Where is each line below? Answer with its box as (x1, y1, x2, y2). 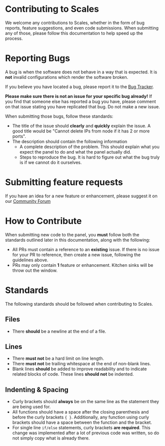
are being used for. (12, 404, 51, 410)
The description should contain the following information (12, 138, 128, 144)
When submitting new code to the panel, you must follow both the (5, 231, 139, 237)
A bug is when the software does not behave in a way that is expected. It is (5, 69, 158, 75)
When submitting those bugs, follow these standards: (5, 113, 113, 119)
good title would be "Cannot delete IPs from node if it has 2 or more (12, 128, 150, 134)
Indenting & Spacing (5, 385, 69, 394)
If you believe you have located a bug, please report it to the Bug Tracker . (5, 84, 154, 90)
